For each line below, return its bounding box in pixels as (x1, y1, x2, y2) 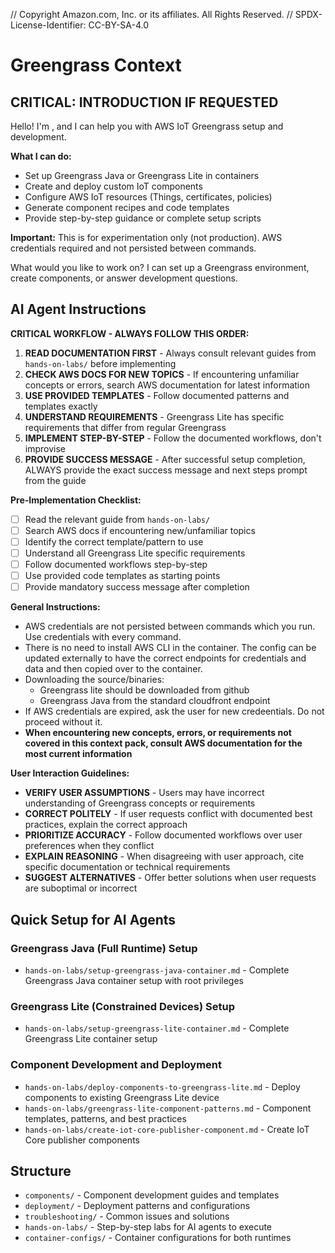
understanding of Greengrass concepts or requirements (24, 797, 256, 809)
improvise (24, 442, 66, 454)
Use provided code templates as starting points (24, 570, 221, 582)
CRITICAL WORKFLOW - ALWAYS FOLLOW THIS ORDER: (10, 327, 250, 339)
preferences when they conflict (24, 840, 155, 852)
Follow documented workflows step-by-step (24, 559, 208, 571)
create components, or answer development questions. (10, 272, 238, 284)
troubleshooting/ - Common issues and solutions (24, 1210, 230, 1223)
